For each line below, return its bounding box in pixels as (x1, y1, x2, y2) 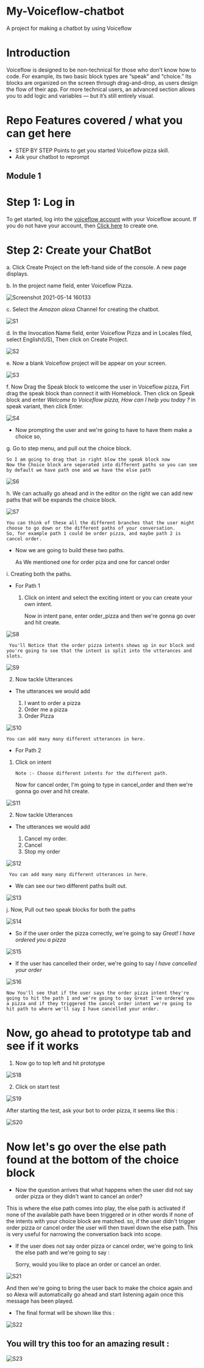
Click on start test (15, 1083, 60, 1091)
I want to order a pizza (24, 700, 81, 707)
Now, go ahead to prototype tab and (6, 1026, 192, 1040)
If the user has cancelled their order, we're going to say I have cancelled (15, 960, 197, 967)
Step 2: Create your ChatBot (6, 243, 152, 257)
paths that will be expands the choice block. (6, 496, 117, 503)
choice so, (15, 433, 41, 441)
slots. (6, 653, 23, 659)
